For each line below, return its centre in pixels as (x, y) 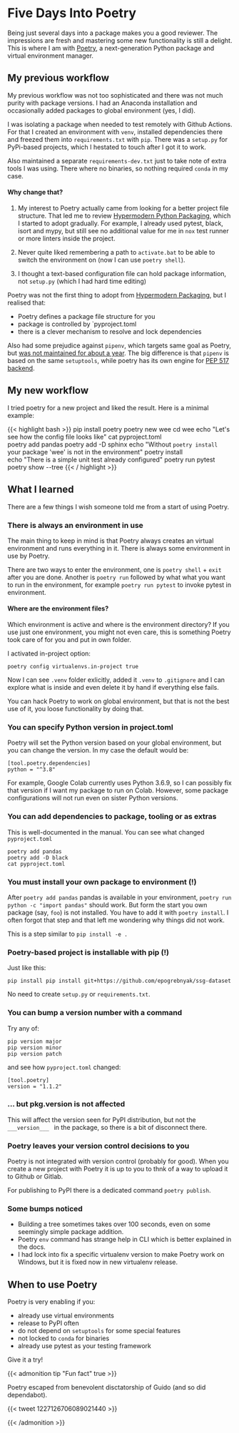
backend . (21, 368)
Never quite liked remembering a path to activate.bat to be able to (116, 252)
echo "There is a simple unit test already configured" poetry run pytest (111, 459)
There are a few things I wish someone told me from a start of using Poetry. (118, 506)
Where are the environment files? (58, 608)
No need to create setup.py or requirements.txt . (79, 994)
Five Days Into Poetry (72, 13)
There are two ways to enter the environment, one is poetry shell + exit (115, 569)
